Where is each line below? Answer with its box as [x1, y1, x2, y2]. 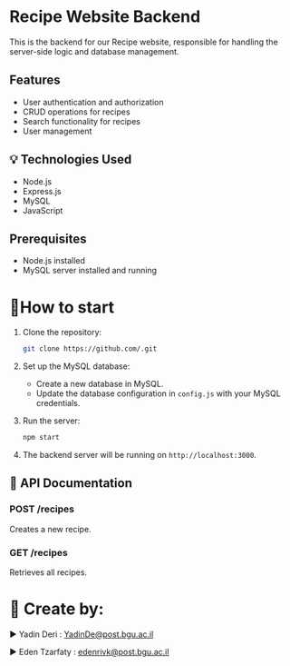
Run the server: [22, 415, 81, 426]
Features [9, 73, 61, 88]
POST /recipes [9, 502, 75, 515]
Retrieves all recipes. [9, 567, 88, 578]
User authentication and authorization [22, 96, 165, 107]
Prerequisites [9, 231, 87, 246]
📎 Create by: [9, 599, 104, 620]
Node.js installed [22, 255, 86, 266]
